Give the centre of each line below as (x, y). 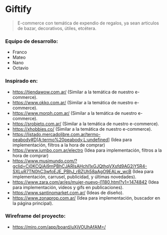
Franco (20, 52)
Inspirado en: (22, 81)
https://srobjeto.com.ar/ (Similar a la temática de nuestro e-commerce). (86, 124)
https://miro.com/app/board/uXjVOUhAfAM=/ (59, 227)
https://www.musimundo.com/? (45, 161)
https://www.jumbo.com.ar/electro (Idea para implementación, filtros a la (87, 150)
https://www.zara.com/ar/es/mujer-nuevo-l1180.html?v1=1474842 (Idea (85, 182)
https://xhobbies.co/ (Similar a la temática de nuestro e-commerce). (82, 129)
